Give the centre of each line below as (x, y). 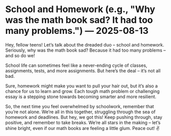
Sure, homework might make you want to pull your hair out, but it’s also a (81, 86)
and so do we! (20, 55)
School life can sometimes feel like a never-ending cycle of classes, (76, 65)
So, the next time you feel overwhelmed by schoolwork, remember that (80, 106)
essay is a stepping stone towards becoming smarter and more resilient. (81, 97)
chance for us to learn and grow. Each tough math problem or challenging (82, 91)
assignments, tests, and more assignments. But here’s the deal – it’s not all (83, 71)
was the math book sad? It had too (79, 20)
